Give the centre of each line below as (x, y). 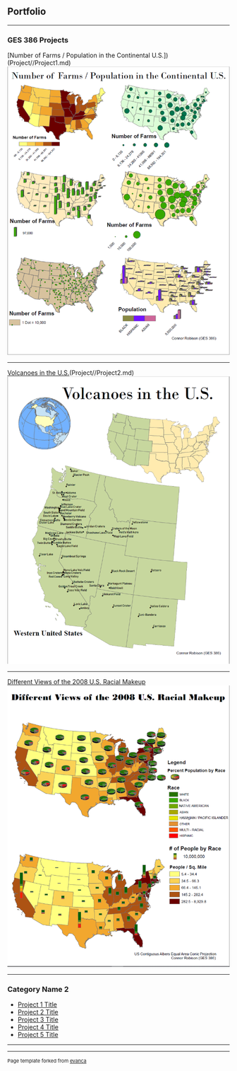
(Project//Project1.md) (39, 63)
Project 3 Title (38, 1020)
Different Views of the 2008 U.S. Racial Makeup (77, 681)
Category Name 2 (38, 989)
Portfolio (27, 12)
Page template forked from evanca (47, 1061)
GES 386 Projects (38, 40)
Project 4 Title (38, 1027)
